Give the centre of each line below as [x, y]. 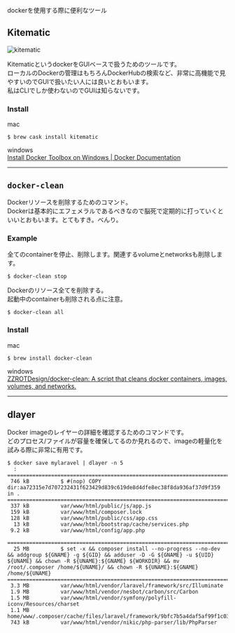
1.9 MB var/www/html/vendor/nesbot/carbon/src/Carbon [104, 592]
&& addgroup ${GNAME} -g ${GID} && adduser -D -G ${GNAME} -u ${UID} [111, 555]
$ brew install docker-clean [50, 358]
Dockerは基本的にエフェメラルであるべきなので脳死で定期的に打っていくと [115, 211]
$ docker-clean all [36, 313]
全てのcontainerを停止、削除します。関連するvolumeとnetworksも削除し [112, 254]
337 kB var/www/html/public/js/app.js [81, 506]
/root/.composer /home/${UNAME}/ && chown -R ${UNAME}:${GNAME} [103, 567]
